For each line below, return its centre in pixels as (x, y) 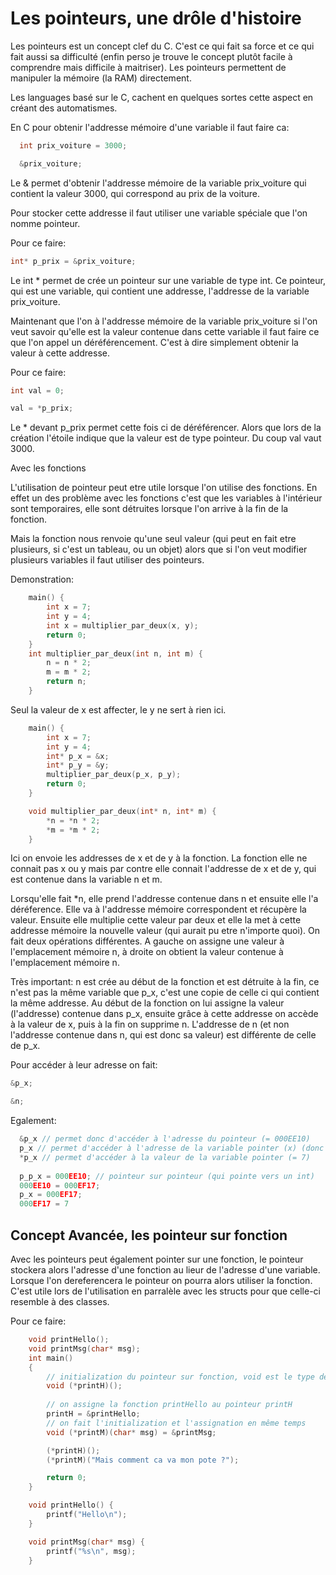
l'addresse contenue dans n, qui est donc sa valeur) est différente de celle (163, 1035)
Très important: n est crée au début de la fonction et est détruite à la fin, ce (165, 982)
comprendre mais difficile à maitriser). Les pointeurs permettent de (148, 67)
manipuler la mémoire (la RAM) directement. (101, 78)
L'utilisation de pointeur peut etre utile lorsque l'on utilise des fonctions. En (164, 488)
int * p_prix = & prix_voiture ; (73, 261)
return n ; (66, 682)
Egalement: (33, 1121)
